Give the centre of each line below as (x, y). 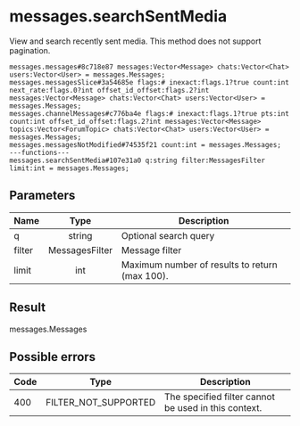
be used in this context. (213, 408)
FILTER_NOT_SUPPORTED (101, 403)
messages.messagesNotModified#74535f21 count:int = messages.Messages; (145, 144)
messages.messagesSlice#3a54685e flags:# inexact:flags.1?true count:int (150, 82)
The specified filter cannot (219, 397)
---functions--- (39, 152)
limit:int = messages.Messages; (69, 168)
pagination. (30, 50)
